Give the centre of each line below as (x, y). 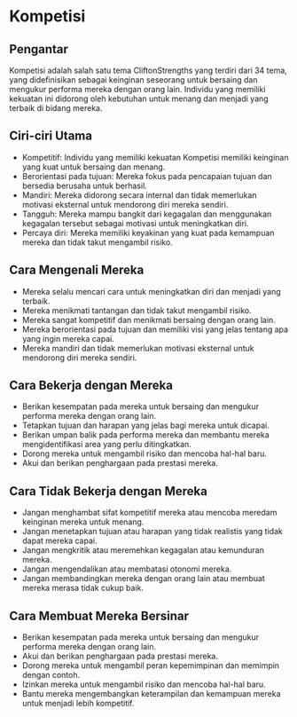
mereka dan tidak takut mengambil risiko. (97, 242)
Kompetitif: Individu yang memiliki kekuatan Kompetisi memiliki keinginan (155, 157)
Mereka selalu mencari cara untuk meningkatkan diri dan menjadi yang (151, 291)
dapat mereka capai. (59, 541)
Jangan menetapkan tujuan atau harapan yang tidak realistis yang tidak (152, 532)
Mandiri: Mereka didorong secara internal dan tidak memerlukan (139, 195)
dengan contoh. (51, 675)
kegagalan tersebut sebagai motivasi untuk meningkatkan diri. (136, 223)
